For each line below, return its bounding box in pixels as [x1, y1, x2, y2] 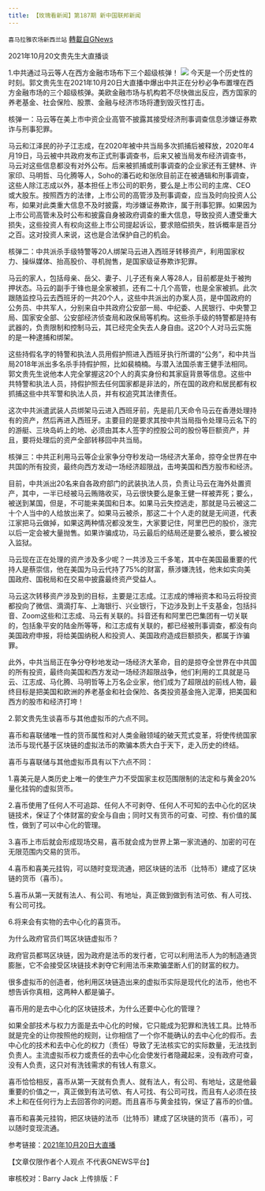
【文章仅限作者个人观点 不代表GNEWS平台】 [8, 1156, 154, 1166]
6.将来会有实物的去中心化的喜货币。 [8, 917, 125, 926]
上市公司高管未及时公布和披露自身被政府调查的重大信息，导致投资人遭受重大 [8, 210, 257, 220]
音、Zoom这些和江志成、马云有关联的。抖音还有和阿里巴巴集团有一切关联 [8, 611, 248, 620]
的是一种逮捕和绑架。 [8, 333, 77, 342]
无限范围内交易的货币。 [8, 847, 84, 856]
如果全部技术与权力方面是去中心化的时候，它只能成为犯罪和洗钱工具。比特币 [8, 1020, 257, 1030]
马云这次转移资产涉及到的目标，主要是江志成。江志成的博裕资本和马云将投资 [8, 591, 257, 600]
